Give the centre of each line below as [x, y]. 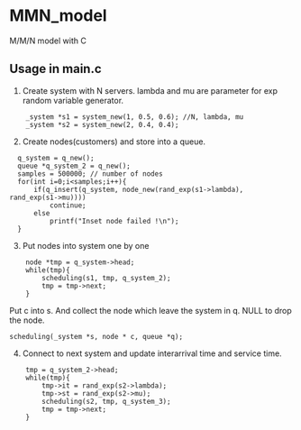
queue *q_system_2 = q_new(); [74, 166]
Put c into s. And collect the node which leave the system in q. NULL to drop [151, 310]
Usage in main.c [55, 69]
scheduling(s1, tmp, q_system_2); [106, 278]
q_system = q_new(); [56, 158]
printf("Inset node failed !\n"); [114, 221]
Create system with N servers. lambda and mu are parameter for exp [150, 90]
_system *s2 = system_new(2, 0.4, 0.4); [102, 124]
